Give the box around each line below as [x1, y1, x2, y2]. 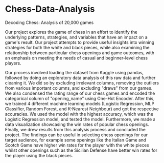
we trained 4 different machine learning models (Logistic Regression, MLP [5, 101, 155, 106]
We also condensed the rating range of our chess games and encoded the [5, 90, 155, 96]
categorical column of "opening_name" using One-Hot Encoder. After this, [5, 95, 155, 101]
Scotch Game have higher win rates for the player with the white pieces [5, 142, 149, 148]
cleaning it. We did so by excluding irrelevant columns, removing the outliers [5, 80, 159, 86]
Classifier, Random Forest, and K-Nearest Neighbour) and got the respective [5, 106, 159, 112]
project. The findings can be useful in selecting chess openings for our [5, 132, 148, 138]
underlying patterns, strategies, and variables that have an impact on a [5, 34, 148, 40]
